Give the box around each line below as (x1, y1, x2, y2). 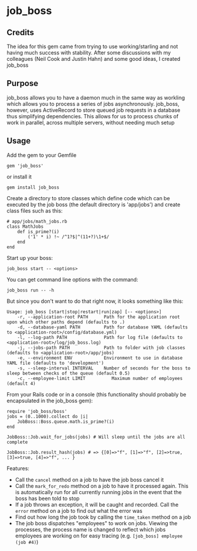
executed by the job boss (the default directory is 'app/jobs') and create (6, 201, 181, 208)
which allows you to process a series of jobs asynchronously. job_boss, (6, 100, 179, 107)
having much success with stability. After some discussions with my (6, 49, 171, 56)
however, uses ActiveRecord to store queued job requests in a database (6, 107, 181, 114)
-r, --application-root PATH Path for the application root (17, 314, 181, 320)
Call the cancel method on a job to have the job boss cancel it (15, 476, 164, 483)
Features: (6, 464, 30, 472)
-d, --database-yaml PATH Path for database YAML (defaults (17, 324, 188, 330)
